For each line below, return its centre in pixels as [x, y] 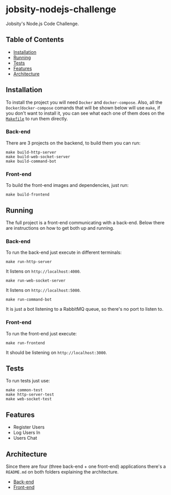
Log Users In [27, 433]
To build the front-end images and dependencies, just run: [67, 185]
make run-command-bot [29, 300]
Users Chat [25, 438]
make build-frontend [28, 195]
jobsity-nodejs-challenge [61, 9]
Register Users [29, 427]
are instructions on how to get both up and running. [60, 228]
